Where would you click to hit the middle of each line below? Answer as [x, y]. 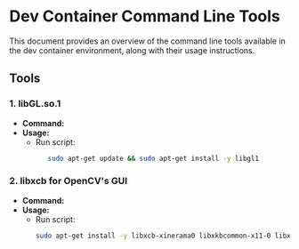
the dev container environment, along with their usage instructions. [132, 50]
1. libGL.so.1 [35, 104]
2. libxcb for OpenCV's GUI [69, 181]
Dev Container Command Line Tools [145, 16]
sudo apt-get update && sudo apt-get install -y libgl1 [154, 158]
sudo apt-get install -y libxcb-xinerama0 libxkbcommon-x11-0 [153, 236]
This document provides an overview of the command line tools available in [148, 41]
